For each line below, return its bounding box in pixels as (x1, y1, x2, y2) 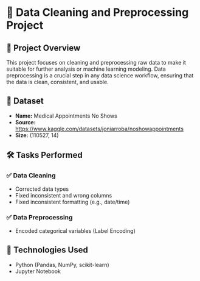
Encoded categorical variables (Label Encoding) (15, 227, 136, 234)
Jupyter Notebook (15, 268, 61, 275)
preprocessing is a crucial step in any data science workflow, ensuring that (6, 72, 194, 79)
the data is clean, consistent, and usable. (6, 79, 109, 85)
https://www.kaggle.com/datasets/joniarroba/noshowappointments (15, 125, 184, 132)
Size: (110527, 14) (15, 131, 59, 139)
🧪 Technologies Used (6, 245, 88, 255)
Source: (15, 118, 36, 126)
